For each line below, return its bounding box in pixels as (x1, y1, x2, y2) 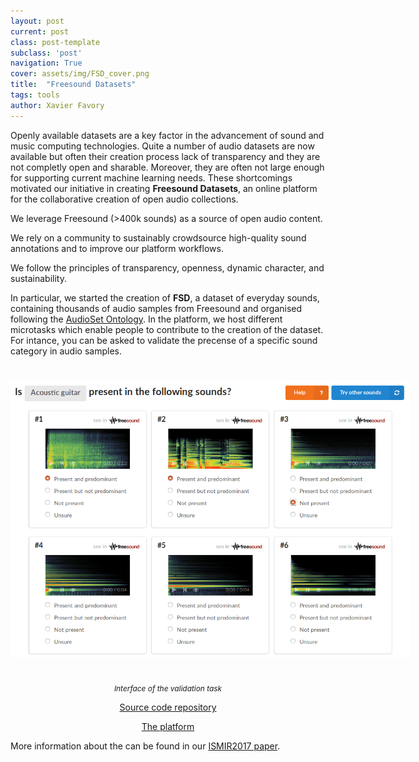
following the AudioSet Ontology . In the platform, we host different (10, 313, 283, 325)
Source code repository (119, 701, 217, 714)
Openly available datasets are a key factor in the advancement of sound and (10, 129, 325, 141)
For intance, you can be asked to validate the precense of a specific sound (10, 334, 318, 346)
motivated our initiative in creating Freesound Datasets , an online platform (10, 182, 318, 194)
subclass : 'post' (10, 48, 83, 58)
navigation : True (10, 58, 83, 69)
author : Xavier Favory (10, 100, 105, 110)
